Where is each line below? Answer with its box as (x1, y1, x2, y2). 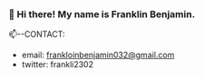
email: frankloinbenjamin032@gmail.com (21, 49, 175, 61)
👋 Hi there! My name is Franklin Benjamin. (8, 8, 196, 21)
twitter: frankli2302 (21, 59, 94, 70)
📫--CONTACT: (8, 29, 65, 39)
